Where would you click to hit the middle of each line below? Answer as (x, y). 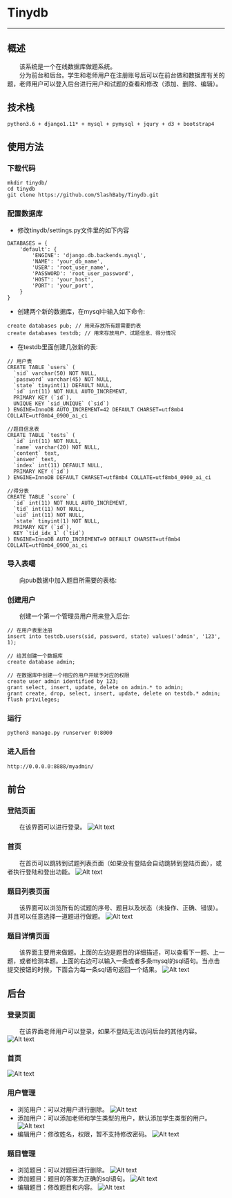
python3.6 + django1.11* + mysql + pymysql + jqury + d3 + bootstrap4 (111, 124)
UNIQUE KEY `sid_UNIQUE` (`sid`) (61, 403)
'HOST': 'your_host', (63, 279)
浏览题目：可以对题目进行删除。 (62, 1170)
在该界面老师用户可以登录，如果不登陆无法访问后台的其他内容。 (110, 1031)
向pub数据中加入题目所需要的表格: (68, 580)
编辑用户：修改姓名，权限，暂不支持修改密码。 (84, 1134)
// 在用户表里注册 (30, 630)
